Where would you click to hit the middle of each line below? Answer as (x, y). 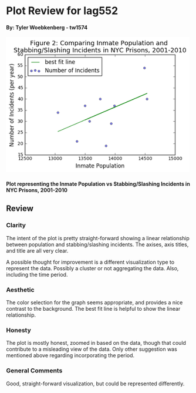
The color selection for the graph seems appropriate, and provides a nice (94, 302)
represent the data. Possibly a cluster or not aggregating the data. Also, (92, 268)
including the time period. (37, 274)
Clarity (16, 226)
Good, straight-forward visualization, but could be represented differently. (95, 384)
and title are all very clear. (37, 250)
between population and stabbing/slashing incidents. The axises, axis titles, (97, 244)
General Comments (34, 371)
